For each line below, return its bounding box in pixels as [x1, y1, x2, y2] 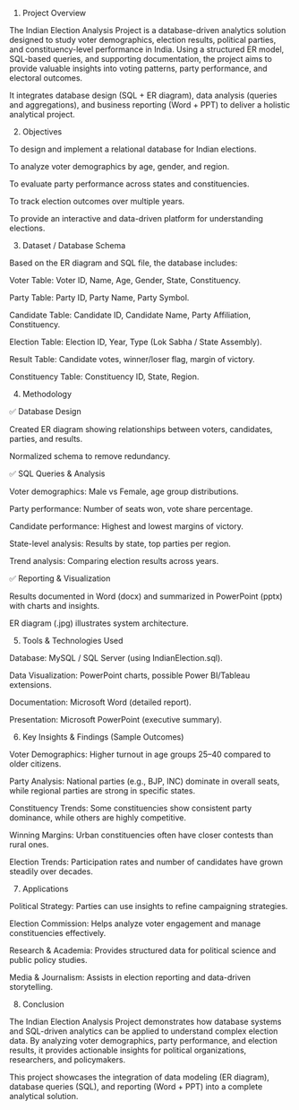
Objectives [21, 126, 63, 137]
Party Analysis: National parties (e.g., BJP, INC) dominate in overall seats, [9, 776, 280, 786]
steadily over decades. [9, 866, 94, 877]
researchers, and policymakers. [9, 1054, 126, 1065]
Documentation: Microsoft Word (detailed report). [9, 697, 192, 707]
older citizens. [9, 759, 62, 769]
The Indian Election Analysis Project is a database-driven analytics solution [9, 25, 286, 35]
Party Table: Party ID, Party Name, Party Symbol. [9, 292, 190, 303]
